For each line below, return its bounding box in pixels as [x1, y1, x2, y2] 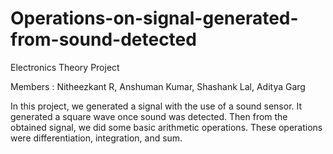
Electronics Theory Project [10, 61, 120, 73]
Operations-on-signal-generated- [10, 7, 299, 30]
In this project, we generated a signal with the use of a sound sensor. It [10, 100, 303, 112]
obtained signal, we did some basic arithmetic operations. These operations [10, 121, 323, 133]
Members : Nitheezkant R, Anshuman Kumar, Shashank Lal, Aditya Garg [10, 80, 306, 92]
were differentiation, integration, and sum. [10, 132, 183, 144]
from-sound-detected [10, 28, 197, 51]
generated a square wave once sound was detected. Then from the [10, 110, 288, 122]
